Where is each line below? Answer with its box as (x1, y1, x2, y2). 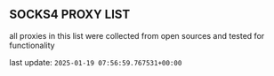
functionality (9, 40, 55, 50)
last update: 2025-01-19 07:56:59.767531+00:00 (9, 57, 182, 67)
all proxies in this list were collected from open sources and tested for (9, 30, 265, 41)
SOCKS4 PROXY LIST (9, 7, 131, 22)
